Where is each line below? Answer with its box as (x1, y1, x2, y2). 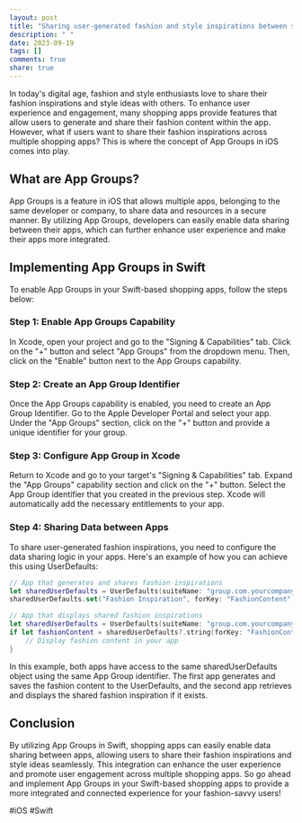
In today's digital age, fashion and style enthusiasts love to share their (9, 87, 268, 99)
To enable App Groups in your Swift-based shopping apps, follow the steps (9, 284, 288, 294)
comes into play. (9, 145, 70, 156)
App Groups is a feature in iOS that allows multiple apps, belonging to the (9, 195, 280, 206)
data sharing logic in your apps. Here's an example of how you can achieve (9, 551, 288, 562)
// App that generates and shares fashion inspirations (9, 578, 223, 587)
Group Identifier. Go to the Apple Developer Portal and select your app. (9, 408, 272, 419)
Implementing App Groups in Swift (9, 260, 207, 276)
